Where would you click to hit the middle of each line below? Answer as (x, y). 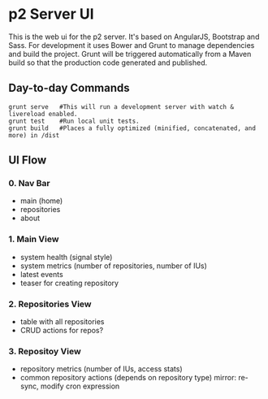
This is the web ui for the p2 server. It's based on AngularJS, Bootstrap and (134, 37)
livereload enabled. (43, 114)
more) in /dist (34, 135)
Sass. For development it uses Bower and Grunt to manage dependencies (132, 45)
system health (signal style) (66, 257)
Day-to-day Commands (69, 88)
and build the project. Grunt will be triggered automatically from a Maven (130, 54)
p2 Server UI (52, 14)
